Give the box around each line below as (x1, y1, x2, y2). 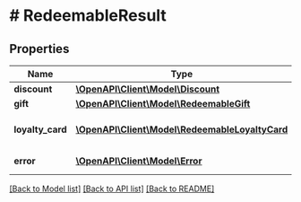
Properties (9, 41, 70, 57)
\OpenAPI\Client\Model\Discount (75, 83, 219, 95)
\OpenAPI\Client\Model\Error (75, 154, 202, 167)
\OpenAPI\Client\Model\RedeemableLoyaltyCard (75, 123, 288, 136)
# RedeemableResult (9, 5, 168, 26)
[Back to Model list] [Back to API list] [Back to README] (9, 183, 215, 194)
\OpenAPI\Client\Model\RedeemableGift (75, 98, 251, 110)
